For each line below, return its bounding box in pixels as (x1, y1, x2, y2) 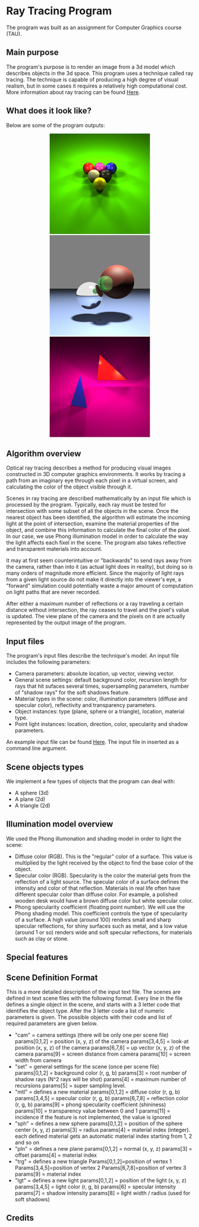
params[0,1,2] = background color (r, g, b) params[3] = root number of (14, 1069, 187, 1076)
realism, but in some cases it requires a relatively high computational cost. (6, 82, 188, 89)
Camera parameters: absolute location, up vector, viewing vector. (14, 670, 175, 677)
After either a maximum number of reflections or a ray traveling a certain (6, 600, 184, 608)
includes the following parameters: (6, 659, 91, 666)
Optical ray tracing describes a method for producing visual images (6, 464, 171, 471)
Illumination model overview (6, 819, 113, 830)
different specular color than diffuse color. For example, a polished (14, 891, 178, 898)
